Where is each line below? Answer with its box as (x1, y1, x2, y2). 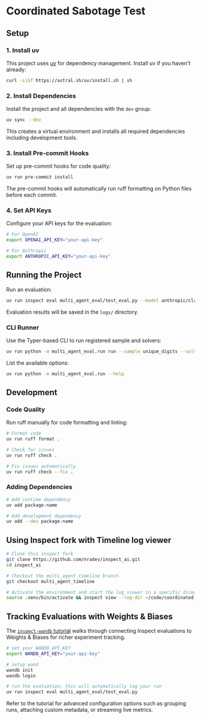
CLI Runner (6, 323, 39, 332)
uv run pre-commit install (6, 174, 74, 180)
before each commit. (6, 192, 58, 199)
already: (6, 66, 26, 73)
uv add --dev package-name (6, 518, 74, 524)
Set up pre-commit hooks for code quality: (6, 163, 111, 170)
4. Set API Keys (6, 207, 52, 215)
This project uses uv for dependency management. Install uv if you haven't (6, 59, 191, 66)
